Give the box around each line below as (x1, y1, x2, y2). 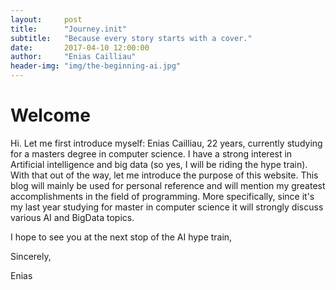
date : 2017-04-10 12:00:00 (10, 42, 150, 53)
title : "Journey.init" (10, 24, 128, 34)
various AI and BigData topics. (10, 211, 135, 223)
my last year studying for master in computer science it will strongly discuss (10, 201, 324, 213)
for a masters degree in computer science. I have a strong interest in (10, 147, 293, 160)
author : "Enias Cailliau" (10, 52, 137, 62)
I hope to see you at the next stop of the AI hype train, (10, 231, 233, 243)
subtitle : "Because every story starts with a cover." (10, 33, 253, 43)
